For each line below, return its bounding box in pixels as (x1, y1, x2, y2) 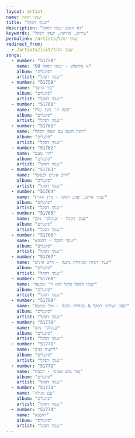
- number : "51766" (11, 232, 57, 238)
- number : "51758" (11, 57, 57, 63)
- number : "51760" (11, 101, 57, 107)
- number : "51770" (11, 319, 57, 325)
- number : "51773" (11, 385, 57, 391)
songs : (6, 52, 22, 58)
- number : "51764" (11, 188, 57, 194)
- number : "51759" (11, 80, 57, 86)
